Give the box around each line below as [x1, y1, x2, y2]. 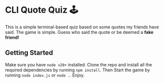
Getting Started [5, 49, 53, 57]
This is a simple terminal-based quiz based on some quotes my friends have [5, 24, 159, 30]
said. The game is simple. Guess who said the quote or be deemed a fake [5, 29, 154, 35]
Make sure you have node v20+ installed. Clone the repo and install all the [5, 61, 153, 67]
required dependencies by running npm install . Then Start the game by [5, 67, 150, 73]
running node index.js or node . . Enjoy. [5, 72, 85, 78]
